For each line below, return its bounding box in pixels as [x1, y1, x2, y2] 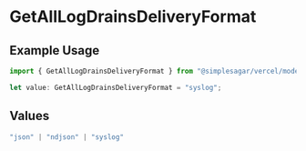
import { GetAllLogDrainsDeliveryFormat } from [9, 66, 194, 75]
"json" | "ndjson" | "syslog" [9, 132, 125, 142]
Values [9, 108, 50, 124]
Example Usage [9, 43, 100, 58]
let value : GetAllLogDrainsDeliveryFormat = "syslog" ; [9, 83, 222, 92]
